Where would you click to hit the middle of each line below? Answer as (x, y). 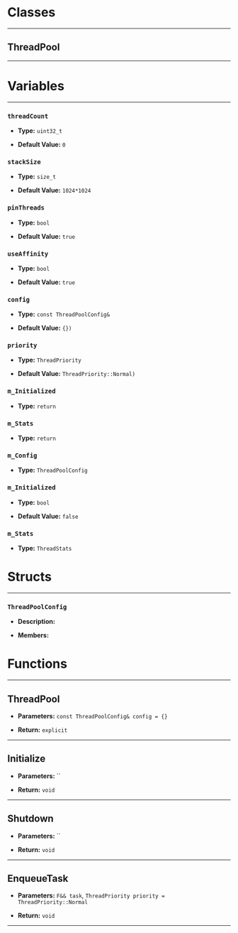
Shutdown (31, 819)
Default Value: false (48, 516)
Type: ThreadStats (45, 548)
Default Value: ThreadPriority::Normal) (76, 374)
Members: (33, 635)
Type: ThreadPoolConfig (53, 470)
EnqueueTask (38, 878)
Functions (37, 664)
